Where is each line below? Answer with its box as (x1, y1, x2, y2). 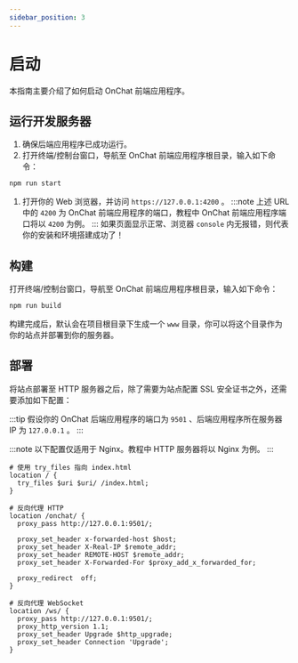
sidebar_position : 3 (9, 12, 86, 22)
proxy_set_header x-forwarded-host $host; (17, 535, 177, 544)
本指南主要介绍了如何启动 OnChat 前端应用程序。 (9, 85, 189, 96)
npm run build (9, 302, 62, 311)
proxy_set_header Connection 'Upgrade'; (17, 637, 169, 646)
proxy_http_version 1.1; (17, 622, 109, 631)
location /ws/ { (9, 606, 69, 615)
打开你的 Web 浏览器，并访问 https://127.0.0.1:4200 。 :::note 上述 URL (21, 197, 290, 207)
